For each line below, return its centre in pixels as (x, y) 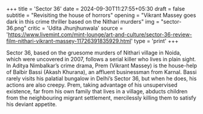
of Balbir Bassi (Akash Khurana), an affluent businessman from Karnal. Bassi (101, 72)
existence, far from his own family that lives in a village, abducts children (97, 91)
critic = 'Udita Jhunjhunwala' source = (75, 28)
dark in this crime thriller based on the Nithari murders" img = (83, 22)
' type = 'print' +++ (155, 41)
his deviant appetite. (32, 104)
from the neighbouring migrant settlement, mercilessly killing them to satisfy (101, 98)
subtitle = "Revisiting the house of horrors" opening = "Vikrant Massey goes (101, 15)
